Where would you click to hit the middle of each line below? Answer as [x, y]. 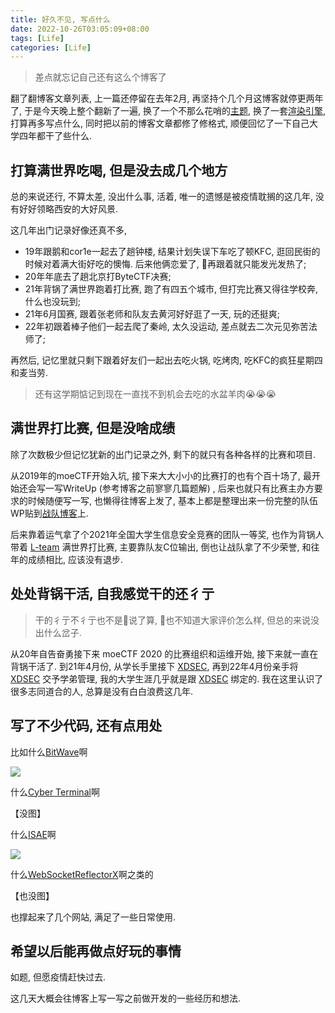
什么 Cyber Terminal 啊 [55, 792]
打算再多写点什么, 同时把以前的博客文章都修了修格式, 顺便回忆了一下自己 [160, 123]
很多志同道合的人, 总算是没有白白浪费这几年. [102, 691]
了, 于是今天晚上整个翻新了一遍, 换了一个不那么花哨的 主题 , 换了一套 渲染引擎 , [168, 111]
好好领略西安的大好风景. [68, 209]
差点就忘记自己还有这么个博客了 [100, 77]
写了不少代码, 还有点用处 [86, 726]
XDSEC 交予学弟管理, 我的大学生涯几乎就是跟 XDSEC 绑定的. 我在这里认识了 [167, 678]
